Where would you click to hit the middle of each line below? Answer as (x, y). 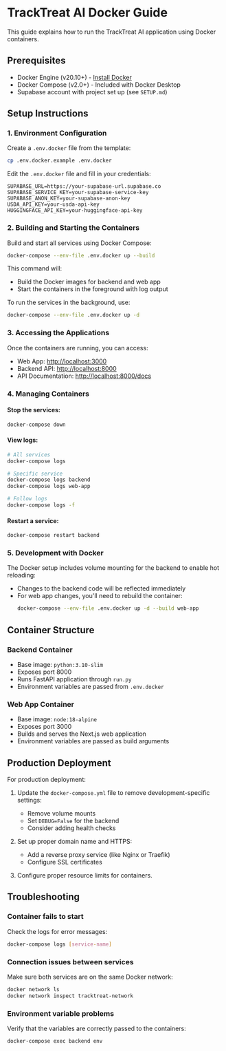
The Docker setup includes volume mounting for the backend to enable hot (113, 568)
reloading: (21, 575)
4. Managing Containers (48, 394)
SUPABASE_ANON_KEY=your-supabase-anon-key (69, 199)
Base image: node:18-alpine (57, 719)
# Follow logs (27, 499)
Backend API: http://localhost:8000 (67, 368)
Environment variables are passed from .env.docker (90, 686)
